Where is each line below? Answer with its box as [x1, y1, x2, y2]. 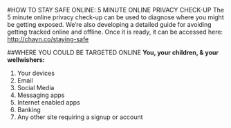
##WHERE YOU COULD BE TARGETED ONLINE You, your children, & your [7, 48, 219, 56]
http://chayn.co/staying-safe [7, 35, 89, 43]
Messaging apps [17, 91, 65, 99]
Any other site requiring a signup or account [17, 113, 143, 121]
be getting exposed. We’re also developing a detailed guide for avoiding [7, 21, 212, 28]
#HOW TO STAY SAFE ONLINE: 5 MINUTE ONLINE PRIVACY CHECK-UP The [7, 6, 225, 14]
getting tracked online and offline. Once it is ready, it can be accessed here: [7, 28, 223, 36]
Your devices [17, 69, 55, 77]
